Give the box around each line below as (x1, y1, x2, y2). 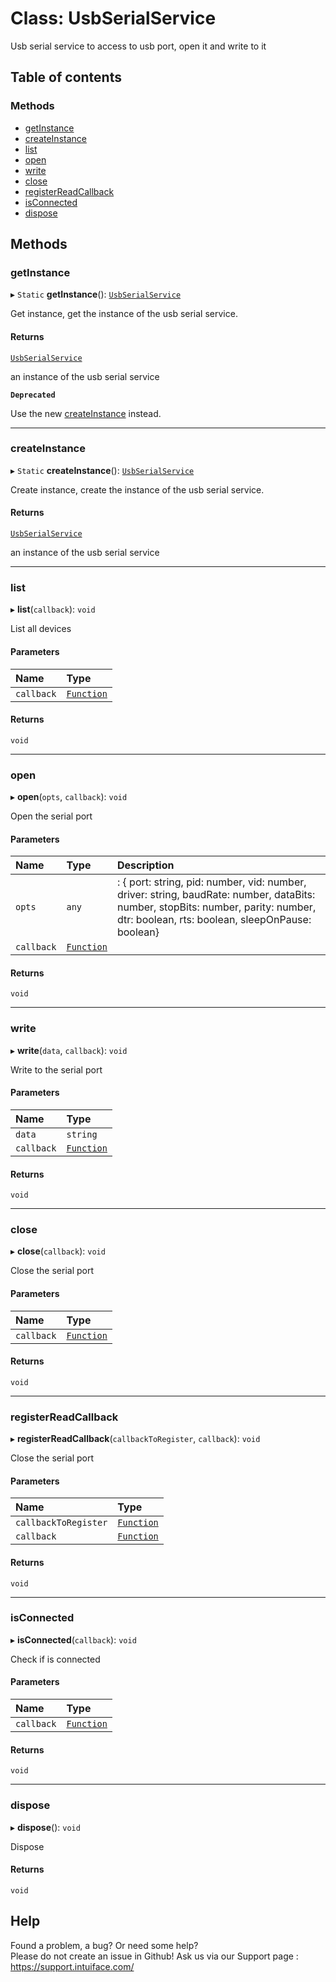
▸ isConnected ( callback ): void (10, 1633, 137, 1646)
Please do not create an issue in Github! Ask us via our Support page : (10, 1950, 299, 1962)
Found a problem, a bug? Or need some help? (10, 1939, 199, 1951)
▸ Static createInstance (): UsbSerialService (10, 464, 195, 476)
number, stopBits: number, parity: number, (116, 900, 317, 914)
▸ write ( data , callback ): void (10, 1044, 128, 1056)
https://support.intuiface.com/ (10, 1960, 135, 1972)
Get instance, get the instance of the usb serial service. (10, 308, 238, 320)
